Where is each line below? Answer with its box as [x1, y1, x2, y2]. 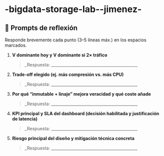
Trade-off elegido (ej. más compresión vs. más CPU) [12, 71, 124, 77]
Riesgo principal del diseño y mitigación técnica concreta [12, 135, 135, 141]
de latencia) [12, 116, 38, 122]
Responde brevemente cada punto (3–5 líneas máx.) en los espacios [5, 37, 147, 43]
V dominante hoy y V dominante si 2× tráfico [12, 52, 108, 58]
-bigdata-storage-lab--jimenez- [5, 4, 142, 15]
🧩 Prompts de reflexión [5, 24, 78, 32]
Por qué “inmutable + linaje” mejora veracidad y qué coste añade [12, 91, 151, 97]
